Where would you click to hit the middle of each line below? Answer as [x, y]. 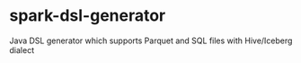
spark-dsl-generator [88, 16]
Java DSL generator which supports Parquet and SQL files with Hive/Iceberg [151, 40]
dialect [22, 49]
